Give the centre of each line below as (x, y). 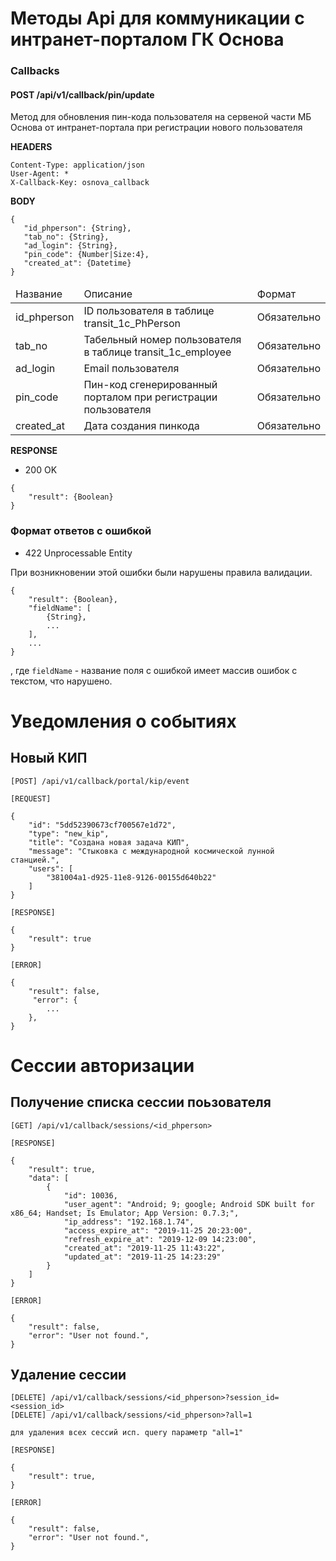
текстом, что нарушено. (61, 681)
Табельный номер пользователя (162, 340)
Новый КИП (49, 758)
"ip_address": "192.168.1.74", (129, 1222)
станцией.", (35, 860)
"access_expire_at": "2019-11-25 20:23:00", (158, 1230)
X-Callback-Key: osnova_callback (80, 183)
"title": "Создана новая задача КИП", (109, 842)
